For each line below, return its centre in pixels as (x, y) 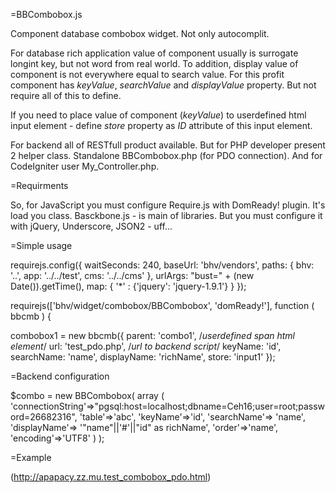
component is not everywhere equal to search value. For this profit (147, 74)
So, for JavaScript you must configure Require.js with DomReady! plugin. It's (168, 205)
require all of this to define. (66, 95)
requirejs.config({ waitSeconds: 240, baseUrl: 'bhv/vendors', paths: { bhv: (162, 265)
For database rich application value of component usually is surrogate (154, 53)
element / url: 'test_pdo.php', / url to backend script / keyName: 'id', (146, 346)
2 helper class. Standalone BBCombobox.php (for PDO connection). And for (166, 155)
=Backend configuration (60, 376)
